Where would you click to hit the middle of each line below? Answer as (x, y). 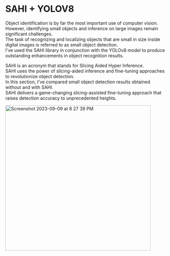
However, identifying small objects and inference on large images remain (82, 28)
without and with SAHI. (29, 87)
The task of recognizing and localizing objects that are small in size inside (83, 39)
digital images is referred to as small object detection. (62, 44)
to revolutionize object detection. (40, 76)
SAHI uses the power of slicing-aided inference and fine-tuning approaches (85, 71)
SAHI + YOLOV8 (40, 9)
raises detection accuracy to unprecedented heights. (61, 98)
